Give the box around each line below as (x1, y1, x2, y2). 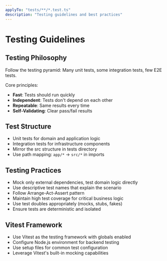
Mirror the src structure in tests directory (12, 146, 97, 152)
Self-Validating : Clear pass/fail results (12, 107, 93, 113)
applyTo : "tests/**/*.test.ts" (5, 7, 71, 13)
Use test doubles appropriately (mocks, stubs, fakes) (12, 201, 123, 207)
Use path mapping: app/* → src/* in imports (12, 152, 105, 158)
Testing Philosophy (5, 54, 67, 62)
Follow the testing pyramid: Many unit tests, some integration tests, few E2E (5, 67, 162, 73)
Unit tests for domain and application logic (12, 136, 101, 142)
